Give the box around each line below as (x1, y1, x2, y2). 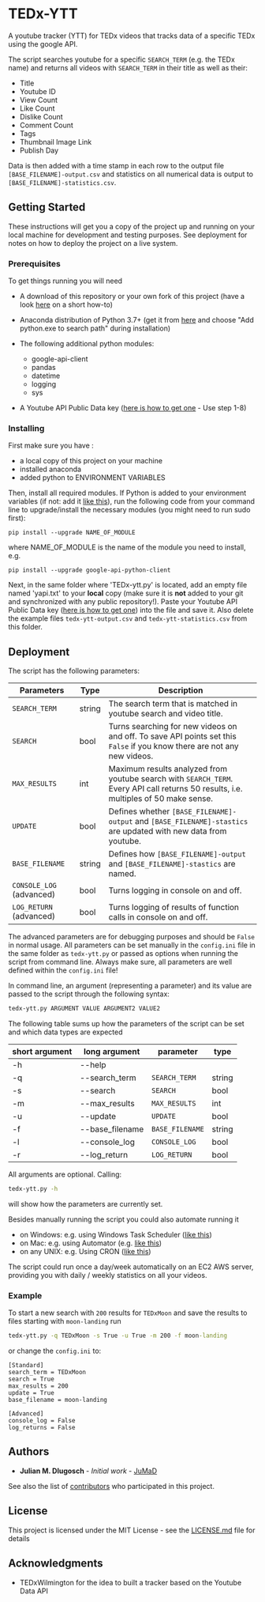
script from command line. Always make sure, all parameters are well (8, 958, 233, 967)
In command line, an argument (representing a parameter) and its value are (8, 981, 252, 991)
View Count (19, 95, 58, 104)
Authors (8, 1445, 50, 1459)
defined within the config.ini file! (8, 965, 118, 975)
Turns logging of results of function (108, 902, 239, 913)
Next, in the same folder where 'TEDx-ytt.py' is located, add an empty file (8, 580, 248, 590)
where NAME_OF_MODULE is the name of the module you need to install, (8, 542, 246, 552)
